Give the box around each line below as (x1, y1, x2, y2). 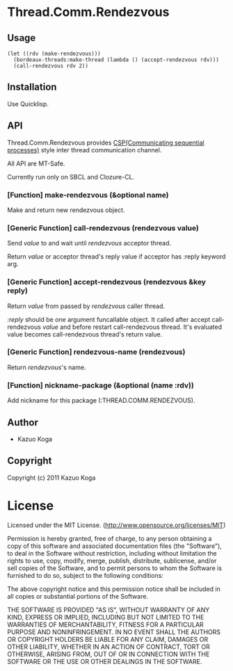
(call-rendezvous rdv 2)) (13, 63, 89, 70)
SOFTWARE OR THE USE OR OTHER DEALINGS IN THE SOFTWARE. (7, 657, 202, 665)
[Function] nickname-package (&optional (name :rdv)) (7, 380, 195, 390)
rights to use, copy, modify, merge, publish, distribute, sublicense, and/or (7, 556, 217, 565)
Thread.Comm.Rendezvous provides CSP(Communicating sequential (7, 138, 205, 147)
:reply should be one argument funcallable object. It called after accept (7, 315, 211, 323)
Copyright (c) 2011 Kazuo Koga (7, 474, 96, 482)
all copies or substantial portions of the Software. (7, 592, 148, 600)
